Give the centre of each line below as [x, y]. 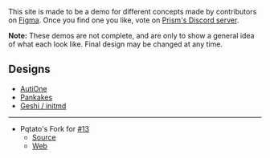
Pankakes [36, 97]
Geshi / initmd [43, 105]
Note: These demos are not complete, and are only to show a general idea [131, 36]
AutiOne [33, 88]
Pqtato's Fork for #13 [55, 128]
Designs [29, 69]
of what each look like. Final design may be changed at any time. [116, 44]
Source [44, 137]
